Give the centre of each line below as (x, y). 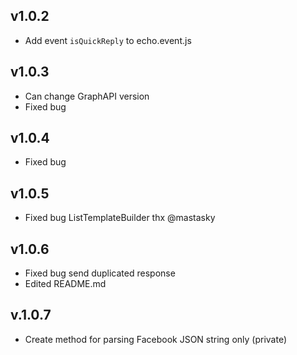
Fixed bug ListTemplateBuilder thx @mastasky (120, 218)
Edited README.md (65, 284)
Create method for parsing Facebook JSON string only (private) (156, 339)
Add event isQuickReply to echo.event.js (108, 40)
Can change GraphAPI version (87, 96)
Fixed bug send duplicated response (100, 273)
